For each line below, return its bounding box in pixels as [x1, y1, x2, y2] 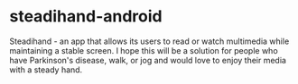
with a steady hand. [9, 64, 83, 75]
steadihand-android [9, 6, 163, 27]
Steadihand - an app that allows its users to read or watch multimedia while [9, 36, 290, 46]
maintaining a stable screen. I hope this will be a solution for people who [9, 45, 278, 55]
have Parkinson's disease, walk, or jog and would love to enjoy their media [9, 55, 287, 65]
